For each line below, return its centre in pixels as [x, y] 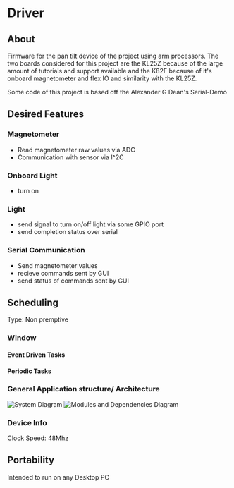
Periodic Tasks [29, 371]
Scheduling [33, 302]
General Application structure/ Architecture [84, 389]
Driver [26, 13]
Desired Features [46, 114]
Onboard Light [32, 176]
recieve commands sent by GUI [63, 273]
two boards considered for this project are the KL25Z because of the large [115, 63]
